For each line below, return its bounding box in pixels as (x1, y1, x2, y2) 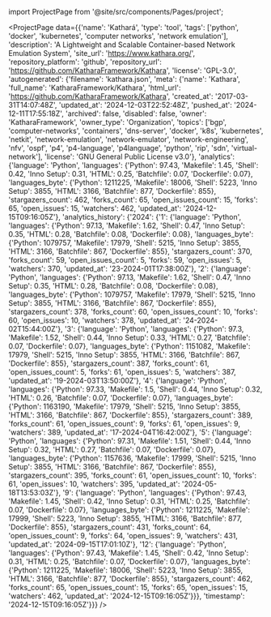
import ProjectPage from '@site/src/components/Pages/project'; (8, 7, 224, 16)
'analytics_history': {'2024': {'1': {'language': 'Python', (61, 212, 241, 221)
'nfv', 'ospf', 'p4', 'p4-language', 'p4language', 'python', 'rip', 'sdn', (8, 144, 230, 152)
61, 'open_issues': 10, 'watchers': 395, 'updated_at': (8, 479, 180, 489)
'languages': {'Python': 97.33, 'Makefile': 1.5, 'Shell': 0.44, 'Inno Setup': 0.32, (8, 384, 263, 394)
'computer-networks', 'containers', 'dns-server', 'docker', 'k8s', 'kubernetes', (8, 126, 264, 135)
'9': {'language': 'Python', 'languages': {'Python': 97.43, (62, 488, 247, 497)
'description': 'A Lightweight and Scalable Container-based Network (8, 40, 236, 49)
